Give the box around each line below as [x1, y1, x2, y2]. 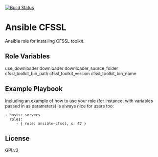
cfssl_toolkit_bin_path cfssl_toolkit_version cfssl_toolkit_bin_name [5, 70, 136, 76]
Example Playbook [5, 85, 63, 93]
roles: [9, 117, 23, 122]
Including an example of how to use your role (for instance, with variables [5, 98, 153, 104]
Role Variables [5, 52, 50, 61]
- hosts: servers [5, 112, 41, 117]
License [5, 134, 30, 142]
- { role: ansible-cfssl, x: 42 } [16, 121, 87, 126]
